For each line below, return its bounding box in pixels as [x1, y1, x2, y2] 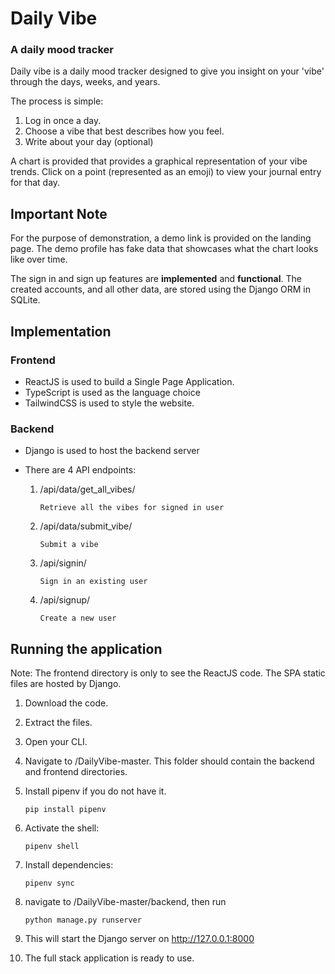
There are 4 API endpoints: [24, 464, 137, 476]
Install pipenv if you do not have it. [24, 785, 167, 797]
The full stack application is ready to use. [24, 952, 195, 964]
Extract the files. [24, 717, 93, 729]
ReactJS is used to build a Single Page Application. [24, 375, 235, 387]
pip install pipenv [24, 805, 107, 815]
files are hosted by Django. [10, 678, 122, 690]
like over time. [10, 253, 68, 266]
